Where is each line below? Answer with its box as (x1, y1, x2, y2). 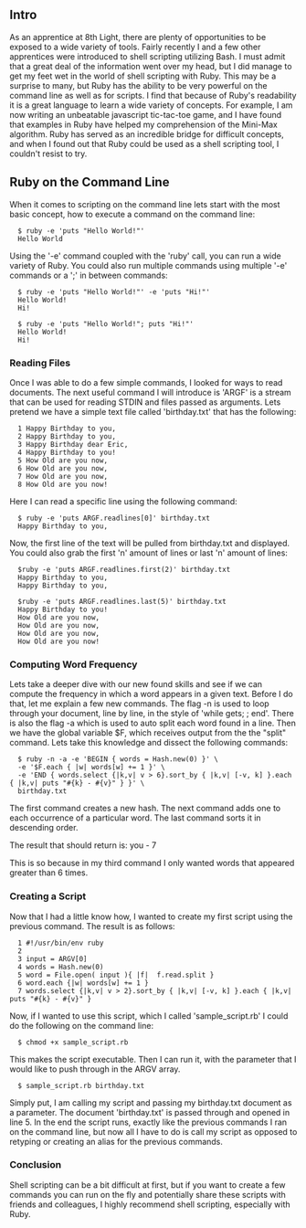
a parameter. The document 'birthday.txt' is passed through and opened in (9, 1106, 290, 1117)
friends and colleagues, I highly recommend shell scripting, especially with (9, 1199, 290, 1210)
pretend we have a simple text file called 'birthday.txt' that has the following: (9, 406, 297, 417)
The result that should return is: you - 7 (9, 840, 157, 851)
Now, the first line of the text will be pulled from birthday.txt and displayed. (9, 537, 290, 548)
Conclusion (9, 1159, 62, 1171)
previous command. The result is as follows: (9, 920, 175, 931)
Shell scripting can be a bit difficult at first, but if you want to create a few (9, 1179, 286, 1191)
